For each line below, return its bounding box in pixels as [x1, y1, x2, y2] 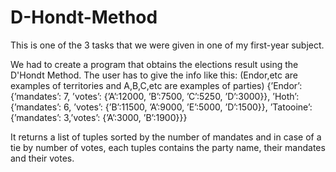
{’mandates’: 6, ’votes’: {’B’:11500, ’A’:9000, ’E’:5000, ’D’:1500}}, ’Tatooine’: [10, 101, 313, 113]
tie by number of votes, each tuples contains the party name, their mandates [10, 141, 326, 153]
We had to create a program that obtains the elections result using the [10, 58, 299, 70]
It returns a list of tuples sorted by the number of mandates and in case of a [10, 131, 322, 143]
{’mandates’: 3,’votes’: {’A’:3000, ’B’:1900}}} [10, 111, 188, 123]
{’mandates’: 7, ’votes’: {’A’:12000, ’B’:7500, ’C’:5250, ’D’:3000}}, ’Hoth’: [10, 90, 300, 102]
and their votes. [10, 152, 75, 164]
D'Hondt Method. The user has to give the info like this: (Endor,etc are [10, 69, 299, 81]
